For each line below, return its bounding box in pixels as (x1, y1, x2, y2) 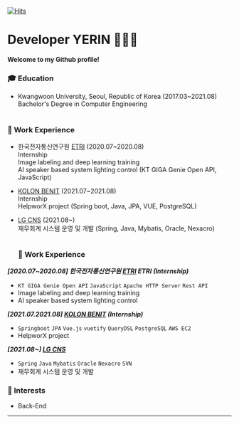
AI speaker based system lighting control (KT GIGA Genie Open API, (17, 165, 217, 174)
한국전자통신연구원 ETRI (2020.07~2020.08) (17, 142, 144, 151)
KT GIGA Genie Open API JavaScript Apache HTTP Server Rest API (17, 282, 208, 290)
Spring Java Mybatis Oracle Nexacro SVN (17, 360, 132, 367)
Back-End (17, 402, 47, 410)
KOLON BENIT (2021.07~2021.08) (17, 186, 117, 195)
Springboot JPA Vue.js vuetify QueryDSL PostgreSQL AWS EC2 (17, 324, 191, 332)
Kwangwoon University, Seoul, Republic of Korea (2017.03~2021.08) (17, 92, 218, 101)
